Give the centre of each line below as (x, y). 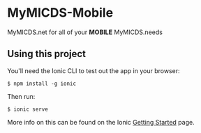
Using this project (46, 54)
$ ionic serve (28, 109)
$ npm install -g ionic (42, 84)
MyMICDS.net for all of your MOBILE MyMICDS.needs (85, 32)
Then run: (21, 96)
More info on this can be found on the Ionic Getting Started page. (101, 122)
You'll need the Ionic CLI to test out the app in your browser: (94, 70)
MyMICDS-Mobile (60, 13)
